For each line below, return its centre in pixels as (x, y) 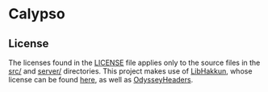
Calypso (37, 14)
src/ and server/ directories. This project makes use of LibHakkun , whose (130, 71)
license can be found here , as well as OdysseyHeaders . (101, 80)
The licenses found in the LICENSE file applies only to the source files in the (134, 62)
